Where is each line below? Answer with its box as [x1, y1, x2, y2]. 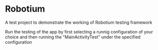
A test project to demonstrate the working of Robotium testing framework [5, 19, 153, 25]
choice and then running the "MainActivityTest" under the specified [5, 34, 140, 40]
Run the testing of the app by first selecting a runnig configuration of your [5, 29, 154, 34]
